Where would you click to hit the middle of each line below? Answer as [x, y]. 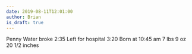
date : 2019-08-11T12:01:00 [40, 11]
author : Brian [24, 17]
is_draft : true [25, 22]
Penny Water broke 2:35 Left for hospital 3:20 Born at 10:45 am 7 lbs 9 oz [96, 39]
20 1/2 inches [23, 45]
